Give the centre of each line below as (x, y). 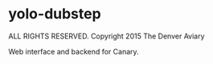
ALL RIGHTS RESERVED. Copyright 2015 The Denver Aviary (106, 36)
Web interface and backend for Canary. (74, 51)
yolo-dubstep (55, 14)
